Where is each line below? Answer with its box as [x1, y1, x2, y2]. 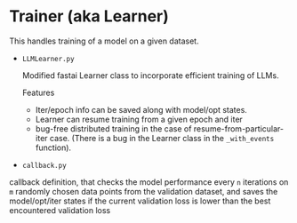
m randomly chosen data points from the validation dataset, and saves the [9, 186, 278, 196]
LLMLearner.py [21, 54, 75, 63]
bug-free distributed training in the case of [35, 123, 192, 134]
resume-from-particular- [193, 123, 285, 134]
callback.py [21, 161, 67, 170]
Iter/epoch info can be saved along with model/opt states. [35, 104, 247, 115]
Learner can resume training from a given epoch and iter [35, 114, 243, 124]
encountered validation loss [9, 204, 111, 215]
